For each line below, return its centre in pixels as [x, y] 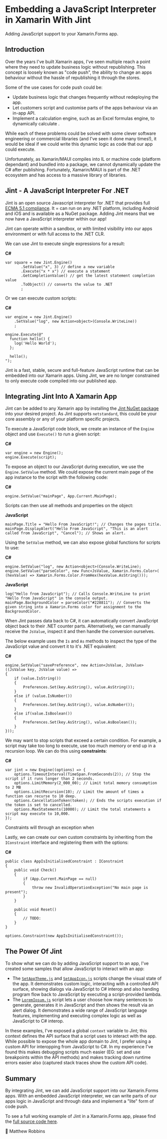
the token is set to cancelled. [39, 805]
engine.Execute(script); [31, 458]
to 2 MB [13, 788]
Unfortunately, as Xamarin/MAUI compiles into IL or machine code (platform [83, 159]
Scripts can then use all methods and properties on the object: [69, 506]
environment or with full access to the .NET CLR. [55, 234]
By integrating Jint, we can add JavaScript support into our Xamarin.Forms [82, 1090]
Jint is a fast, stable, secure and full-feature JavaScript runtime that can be [82, 370]
